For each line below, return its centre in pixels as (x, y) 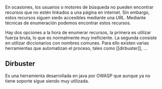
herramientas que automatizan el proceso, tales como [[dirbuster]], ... (76, 48)
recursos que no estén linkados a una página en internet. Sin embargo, (78, 12)
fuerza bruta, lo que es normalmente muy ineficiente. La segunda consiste (81, 38)
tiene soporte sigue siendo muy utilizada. (47, 81)
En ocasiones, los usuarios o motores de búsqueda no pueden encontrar (79, 7)
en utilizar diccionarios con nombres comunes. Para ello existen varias (77, 43)
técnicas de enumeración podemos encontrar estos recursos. (68, 23)
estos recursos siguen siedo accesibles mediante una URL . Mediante (76, 18)
